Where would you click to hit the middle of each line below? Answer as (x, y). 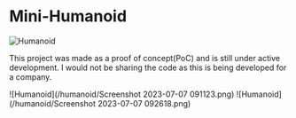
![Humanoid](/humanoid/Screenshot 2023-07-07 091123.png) (122, 94)
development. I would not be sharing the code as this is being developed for (148, 67)
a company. (31, 76)
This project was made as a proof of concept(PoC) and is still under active (145, 58)
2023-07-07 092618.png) (144, 103)
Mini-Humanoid (68, 16)
